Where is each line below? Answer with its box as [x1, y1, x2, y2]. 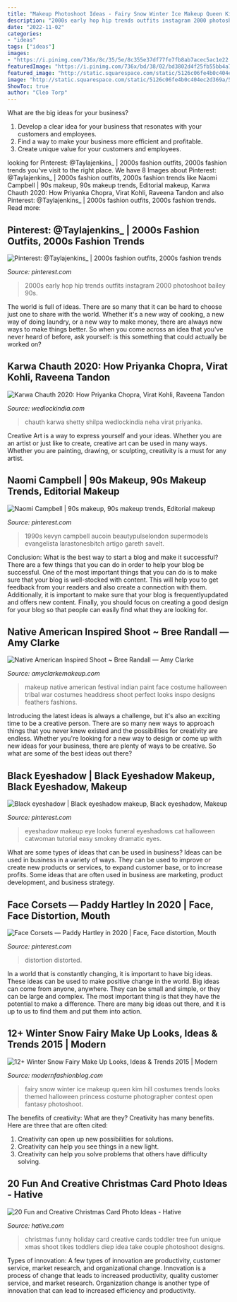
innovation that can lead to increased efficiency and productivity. [7, 1286, 196, 1294]
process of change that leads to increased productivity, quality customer [7, 1271, 219, 1279]
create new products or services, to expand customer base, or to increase [7, 863, 223, 872]
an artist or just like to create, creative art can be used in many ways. [7, 439, 208, 447]
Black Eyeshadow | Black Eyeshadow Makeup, [7, 770, 215, 782]
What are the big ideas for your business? [7, 109, 129, 117]
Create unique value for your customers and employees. [17, 145, 181, 153]
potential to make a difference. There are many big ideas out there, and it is [7, 999, 226, 1008]
